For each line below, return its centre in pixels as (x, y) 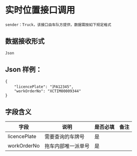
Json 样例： (24, 70)
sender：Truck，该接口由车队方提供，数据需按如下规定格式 (58, 25)
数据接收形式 (25, 41)
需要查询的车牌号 (65, 137)
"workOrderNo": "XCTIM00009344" (48, 91)
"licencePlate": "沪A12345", (44, 87)
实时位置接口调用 (40, 10)
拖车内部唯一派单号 (67, 146)
